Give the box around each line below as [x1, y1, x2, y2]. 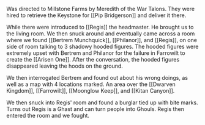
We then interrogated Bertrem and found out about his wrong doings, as [6, 74, 188, 81]
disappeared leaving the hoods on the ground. [6, 62, 124, 70]
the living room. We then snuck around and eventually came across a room [6, 30, 195, 37]
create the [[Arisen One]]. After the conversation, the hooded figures [6, 56, 180, 63]
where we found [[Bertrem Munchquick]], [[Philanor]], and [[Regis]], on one [6, 37, 198, 43]
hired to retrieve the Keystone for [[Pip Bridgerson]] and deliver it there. [6, 12, 187, 19]
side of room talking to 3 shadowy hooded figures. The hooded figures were [6, 43, 199, 50]
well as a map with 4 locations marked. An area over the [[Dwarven [6, 80, 176, 88]
